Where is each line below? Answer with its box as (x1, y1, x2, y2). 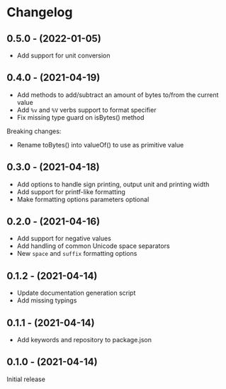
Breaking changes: (6, 127, 62, 135)
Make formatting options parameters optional (16, 195, 149, 203)
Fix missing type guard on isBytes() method (16, 113, 145, 121)
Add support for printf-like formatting (16, 187, 125, 196)
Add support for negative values (16, 235, 111, 243)
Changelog (6, 4, 73, 21)
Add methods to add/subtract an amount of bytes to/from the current (16, 90, 219, 99)
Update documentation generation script (16, 288, 136, 298)
